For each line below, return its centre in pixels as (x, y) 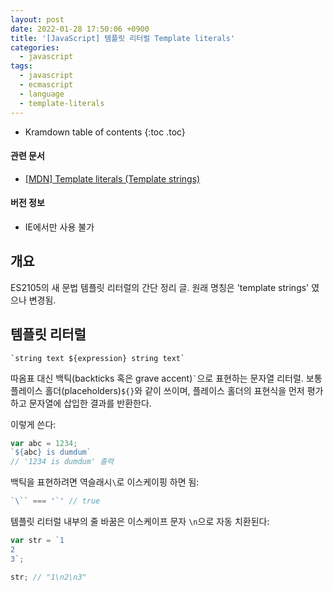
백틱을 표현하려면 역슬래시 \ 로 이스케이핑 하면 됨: (105, 482)
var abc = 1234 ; (44, 443)
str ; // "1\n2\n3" (48, 577)
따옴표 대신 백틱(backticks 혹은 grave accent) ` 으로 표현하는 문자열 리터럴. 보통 (166, 378)
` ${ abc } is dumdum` (51, 452)
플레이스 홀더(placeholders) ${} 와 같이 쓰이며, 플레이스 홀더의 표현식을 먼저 (157, 390)
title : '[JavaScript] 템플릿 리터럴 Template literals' (123, 38)
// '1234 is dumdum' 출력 (62, 462)
